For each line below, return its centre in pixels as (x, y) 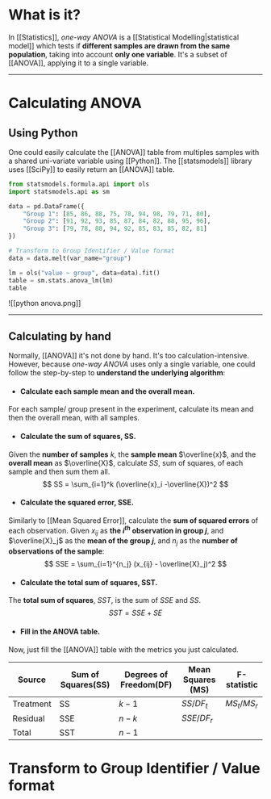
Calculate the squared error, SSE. (77, 503)
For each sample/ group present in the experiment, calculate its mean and (131, 409)
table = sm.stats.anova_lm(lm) (61, 280)
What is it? (45, 15)
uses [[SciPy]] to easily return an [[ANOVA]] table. (92, 169)
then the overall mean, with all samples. (74, 418)
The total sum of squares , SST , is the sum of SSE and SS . (105, 600)
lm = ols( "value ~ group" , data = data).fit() (84, 273)
